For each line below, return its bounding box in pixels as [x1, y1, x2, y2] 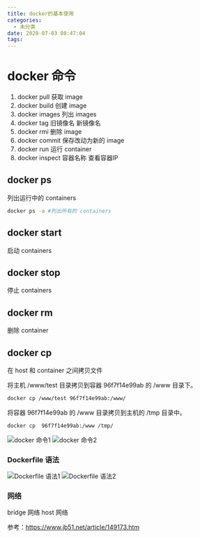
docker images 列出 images [17, 110, 97, 118]
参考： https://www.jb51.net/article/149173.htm [7, 523, 140, 532]
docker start [7, 227, 62, 239]
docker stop [7, 266, 61, 279]
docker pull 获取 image [17, 93, 84, 101]
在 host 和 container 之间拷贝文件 [7, 367, 103, 374]
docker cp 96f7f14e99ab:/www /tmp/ [7, 422, 114, 429]
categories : [7, 17, 42, 24]
